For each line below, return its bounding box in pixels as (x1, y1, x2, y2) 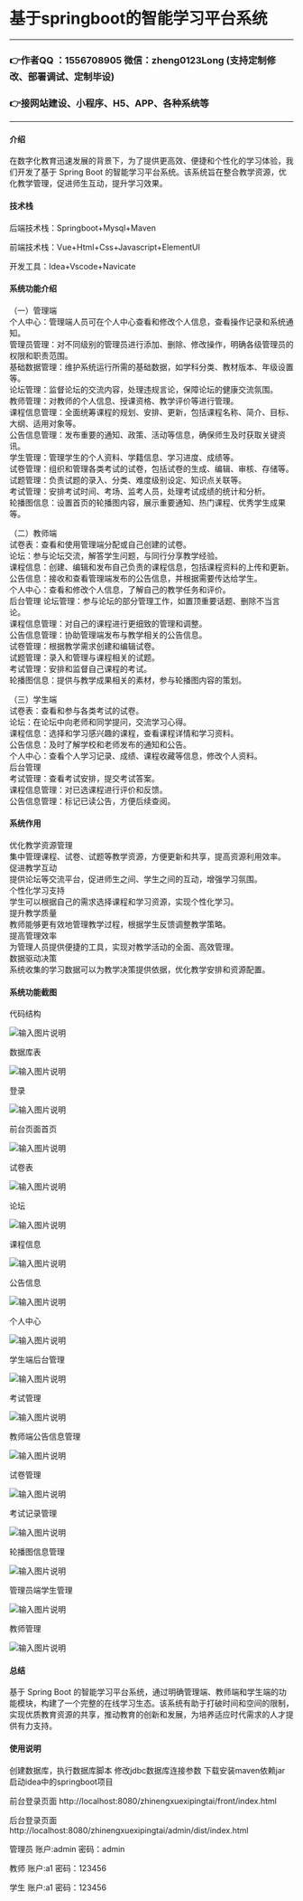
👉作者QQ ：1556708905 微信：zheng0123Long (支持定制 (9, 53, 268, 66)
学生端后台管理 (9, 1354, 65, 1366)
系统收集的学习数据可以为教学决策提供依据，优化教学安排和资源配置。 (9, 964, 271, 975)
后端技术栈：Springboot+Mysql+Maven (9, 222, 156, 233)
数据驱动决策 (9, 952, 57, 963)
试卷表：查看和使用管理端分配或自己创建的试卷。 (9, 539, 191, 550)
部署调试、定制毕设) (27, 70, 115, 82)
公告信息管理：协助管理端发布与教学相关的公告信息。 (9, 629, 207, 640)
